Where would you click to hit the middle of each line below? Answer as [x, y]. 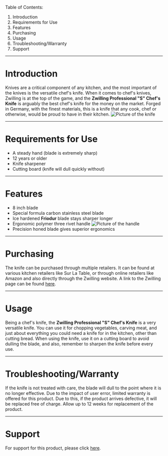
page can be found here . [31, 284]
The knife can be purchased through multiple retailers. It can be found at [80, 268]
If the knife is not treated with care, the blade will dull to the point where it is [83, 388]
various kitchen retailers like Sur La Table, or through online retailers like [79, 273]
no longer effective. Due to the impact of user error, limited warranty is [78, 393]
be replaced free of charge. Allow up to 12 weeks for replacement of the [79, 404]
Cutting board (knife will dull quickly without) [58, 169]
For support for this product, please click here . [53, 448]
